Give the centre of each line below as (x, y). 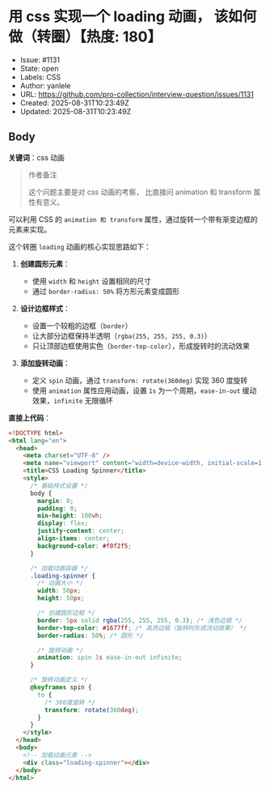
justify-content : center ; (81, 531)
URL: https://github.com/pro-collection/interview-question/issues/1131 (137, 94)
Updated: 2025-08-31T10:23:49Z (76, 111)
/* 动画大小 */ (60, 583)
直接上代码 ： (30, 417)
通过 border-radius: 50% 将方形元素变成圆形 (106, 291)
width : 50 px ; (59, 591)
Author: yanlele (45, 85)
